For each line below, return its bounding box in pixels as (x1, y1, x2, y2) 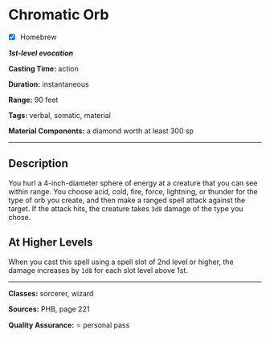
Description (8, 157, 68, 170)
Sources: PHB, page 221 (8, 303, 90, 314)
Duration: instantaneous (8, 79, 90, 89)
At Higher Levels (8, 235, 93, 250)
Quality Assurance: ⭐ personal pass (8, 320, 130, 330)
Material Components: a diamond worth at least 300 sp (8, 126, 194, 136)
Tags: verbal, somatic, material (8, 111, 111, 120)
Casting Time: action (8, 64, 79, 73)
